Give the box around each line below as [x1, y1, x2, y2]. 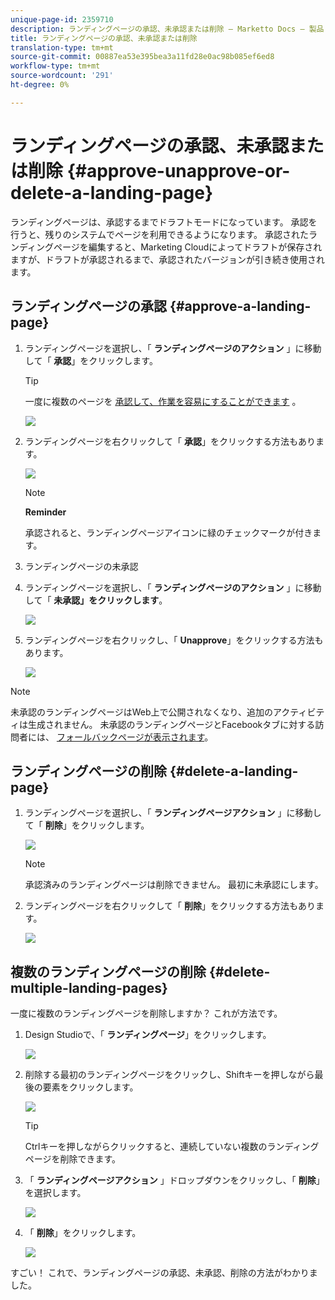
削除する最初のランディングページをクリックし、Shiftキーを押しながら [24, 1069, 315, 1081]
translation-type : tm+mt [10, 42, 114, 53]
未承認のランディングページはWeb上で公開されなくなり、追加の [10, 706, 273, 718]
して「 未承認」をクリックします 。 [24, 594, 168, 606]
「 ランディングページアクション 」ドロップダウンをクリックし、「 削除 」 [24, 1174, 325, 1186]
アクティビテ [272, 706, 325, 718]
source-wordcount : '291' [10, 71, 114, 81]
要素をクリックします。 [42, 1081, 139, 1093]
